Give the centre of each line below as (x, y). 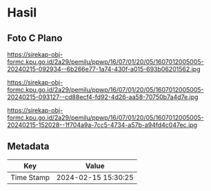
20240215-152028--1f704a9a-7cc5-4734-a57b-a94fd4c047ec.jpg (102, 125)
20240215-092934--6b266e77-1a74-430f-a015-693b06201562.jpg (104, 69)
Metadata (28, 147)
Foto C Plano (35, 38)
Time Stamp (30, 177)
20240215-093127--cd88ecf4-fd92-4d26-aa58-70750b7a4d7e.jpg (103, 97)
